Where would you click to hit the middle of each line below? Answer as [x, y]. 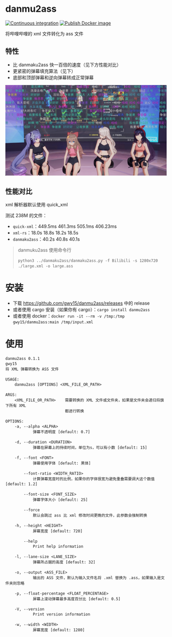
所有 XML [18, 406]
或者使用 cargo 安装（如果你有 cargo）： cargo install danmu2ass [81, 310]
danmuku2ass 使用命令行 [45, 250]
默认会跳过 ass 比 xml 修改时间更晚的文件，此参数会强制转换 [90, 515]
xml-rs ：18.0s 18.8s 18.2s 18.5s [45, 233]
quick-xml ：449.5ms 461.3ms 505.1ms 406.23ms [64, 226]
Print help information [58, 546]
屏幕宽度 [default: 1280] [59, 630]
